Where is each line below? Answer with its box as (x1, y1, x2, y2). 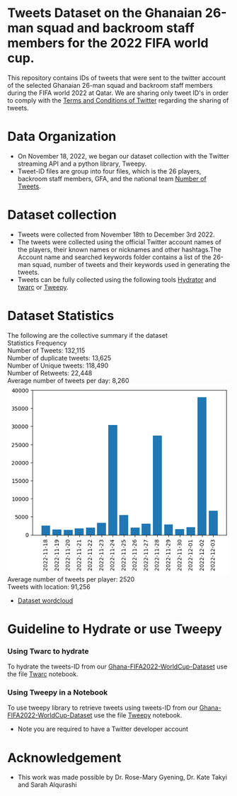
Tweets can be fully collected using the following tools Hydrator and (17, 275, 216, 284)
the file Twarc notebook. (7, 670, 79, 678)
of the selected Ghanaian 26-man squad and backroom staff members (7, 81, 214, 89)
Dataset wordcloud (17, 596, 74, 605)
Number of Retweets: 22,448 (7, 368, 93, 377)
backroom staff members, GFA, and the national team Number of (17, 174, 207, 183)
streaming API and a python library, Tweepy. (17, 159, 147, 168)
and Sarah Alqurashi (17, 780, 77, 789)
